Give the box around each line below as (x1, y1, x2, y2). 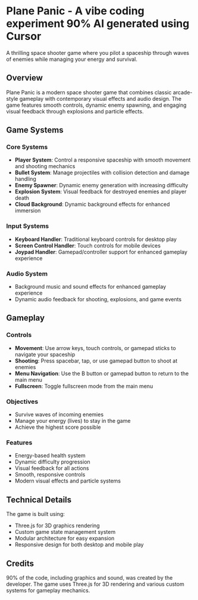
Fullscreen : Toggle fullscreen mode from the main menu (14, 382, 153, 389)
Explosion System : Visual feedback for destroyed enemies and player (14, 188, 187, 195)
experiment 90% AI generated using (6, 17, 190, 30)
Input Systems (6, 222, 49, 230)
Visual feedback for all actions (14, 465, 89, 472)
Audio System (6, 270, 48, 278)
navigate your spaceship (14, 351, 76, 358)
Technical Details (6, 494, 72, 505)
